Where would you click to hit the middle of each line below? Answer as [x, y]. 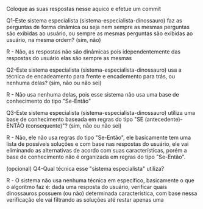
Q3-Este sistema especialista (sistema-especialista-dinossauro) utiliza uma [101, 113]
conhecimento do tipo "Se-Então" [49, 101]
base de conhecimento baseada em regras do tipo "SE [75, 119]
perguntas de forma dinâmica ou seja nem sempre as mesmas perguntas [98, 27]
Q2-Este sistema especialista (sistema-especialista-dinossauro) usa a [94, 70]
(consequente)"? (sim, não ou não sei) [73, 126]
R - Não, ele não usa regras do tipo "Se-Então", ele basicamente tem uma [98, 137]
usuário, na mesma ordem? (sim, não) [54, 40]
